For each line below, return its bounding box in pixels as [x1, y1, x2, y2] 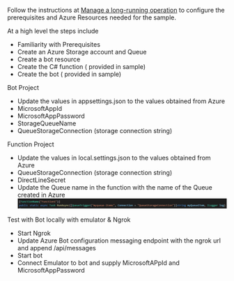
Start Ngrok [17, 229, 51, 238]
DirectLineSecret [17, 176, 66, 184]
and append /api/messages [17, 244, 96, 252]
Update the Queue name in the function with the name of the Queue [17, 183, 212, 191]
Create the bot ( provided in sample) [17, 70, 122, 78]
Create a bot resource [17, 55, 81, 63]
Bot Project [7, 84, 40, 91]
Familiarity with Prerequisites [17, 40, 101, 48]
